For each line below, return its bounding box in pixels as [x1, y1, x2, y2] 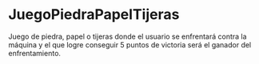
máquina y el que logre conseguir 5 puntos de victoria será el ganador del [8, 40, 252, 49]
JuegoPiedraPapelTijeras [8, 6, 180, 24]
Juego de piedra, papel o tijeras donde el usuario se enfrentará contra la [8, 32, 247, 41]
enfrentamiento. [8, 48, 62, 58]
